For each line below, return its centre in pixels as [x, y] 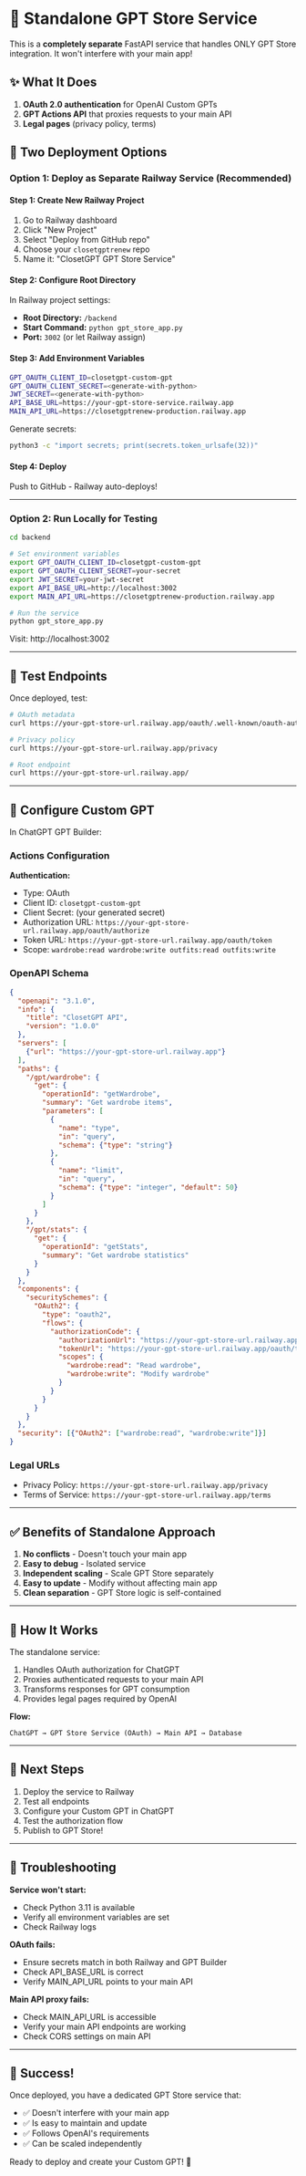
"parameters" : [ [73, 1111]
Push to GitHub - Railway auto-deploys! [83, 486]
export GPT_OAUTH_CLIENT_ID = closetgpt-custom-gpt [106, 563]
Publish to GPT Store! [63, 1830]
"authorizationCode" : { [95, 1331]
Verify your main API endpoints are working [104, 2026]
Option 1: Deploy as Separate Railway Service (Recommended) [151, 179]
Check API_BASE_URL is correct [83, 1972]
